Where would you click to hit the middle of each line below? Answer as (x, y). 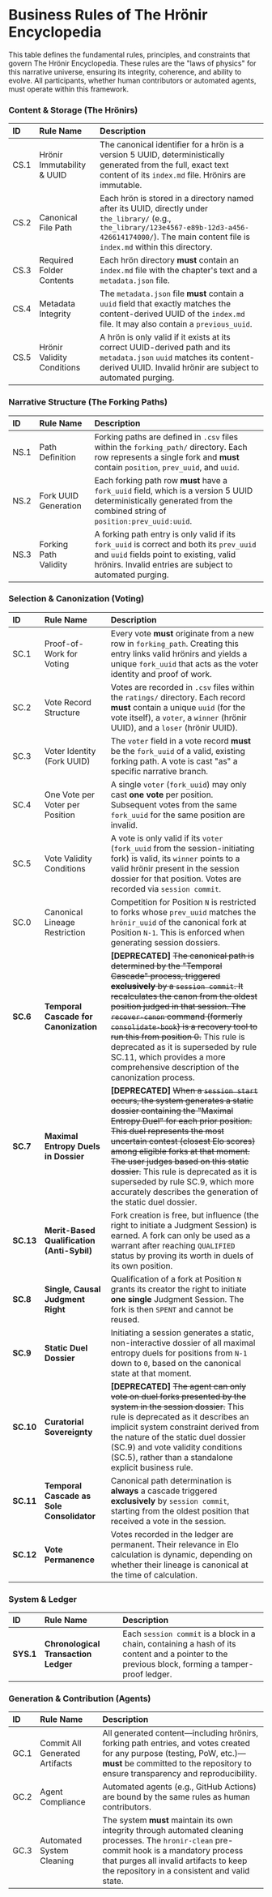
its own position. (142, 1265)
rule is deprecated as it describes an (180, 1416)
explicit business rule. (152, 1467)
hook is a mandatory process (188, 1851)
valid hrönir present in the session (175, 868)
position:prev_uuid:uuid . (143, 520)
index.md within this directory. (156, 247)
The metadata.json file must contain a (172, 293)
